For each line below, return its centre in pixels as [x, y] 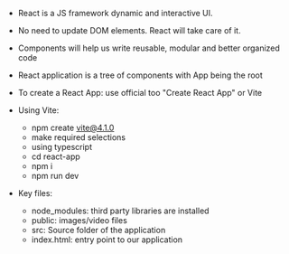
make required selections [79, 137]
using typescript [62, 147]
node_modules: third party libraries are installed [120, 211]
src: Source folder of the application [98, 230]
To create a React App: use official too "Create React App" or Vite [140, 93]
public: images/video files [79, 220]
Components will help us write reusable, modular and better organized [149, 48]
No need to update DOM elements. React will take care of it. [129, 30]
